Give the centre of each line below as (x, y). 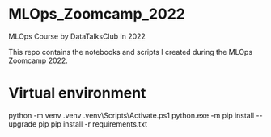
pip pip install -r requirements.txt (93, 124)
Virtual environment (77, 93)
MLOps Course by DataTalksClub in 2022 (77, 36)
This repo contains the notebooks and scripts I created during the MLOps (131, 52)
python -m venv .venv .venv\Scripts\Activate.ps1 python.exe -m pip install (131, 115)
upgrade (23, 124)
